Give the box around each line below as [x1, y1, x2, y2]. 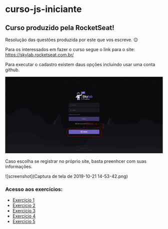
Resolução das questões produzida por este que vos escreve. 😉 [5, 37, 138, 43]
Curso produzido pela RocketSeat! [5, 24, 114, 32]
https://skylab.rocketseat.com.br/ [5, 52, 74, 58]
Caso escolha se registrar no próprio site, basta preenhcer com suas [5, 158, 146, 164]
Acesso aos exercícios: [5, 186, 63, 193]
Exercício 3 [12, 208, 36, 214]
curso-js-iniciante [5, 4, 82, 15]
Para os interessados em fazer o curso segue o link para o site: [5, 47, 135, 52]
